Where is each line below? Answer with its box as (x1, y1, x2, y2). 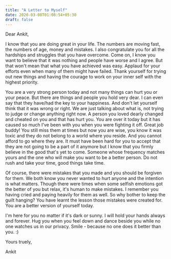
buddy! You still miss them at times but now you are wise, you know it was (5, 127, 162, 133)
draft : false (5, 17, 33, 22)
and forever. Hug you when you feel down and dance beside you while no (5, 218, 161, 224)
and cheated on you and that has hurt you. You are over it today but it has (5, 116, 160, 123)
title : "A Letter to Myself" (5, 7, 68, 13)
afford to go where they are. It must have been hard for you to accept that (5, 138, 161, 144)
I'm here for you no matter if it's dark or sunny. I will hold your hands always (5, 212, 165, 218)
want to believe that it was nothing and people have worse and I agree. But (5, 57, 163, 64)
